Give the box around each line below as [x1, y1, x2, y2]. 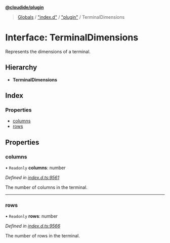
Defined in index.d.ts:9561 [5, 175, 60, 181]
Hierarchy [5, 63, 37, 72]
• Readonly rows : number [5, 213, 58, 219]
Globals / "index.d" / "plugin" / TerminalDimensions [17, 14, 125, 20]
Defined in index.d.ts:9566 [5, 223, 61, 229]
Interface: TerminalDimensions [5, 32, 139, 44]
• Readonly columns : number [5, 165, 66, 171]
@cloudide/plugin [5, 5, 44, 10]
